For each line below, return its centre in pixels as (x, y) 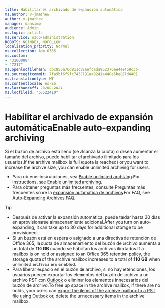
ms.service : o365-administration (40, 38)
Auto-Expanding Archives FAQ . (44, 198)
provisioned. (25, 233)
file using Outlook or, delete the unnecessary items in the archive (78, 296)
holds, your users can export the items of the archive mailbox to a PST (84, 291)
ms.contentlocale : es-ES (31, 83)
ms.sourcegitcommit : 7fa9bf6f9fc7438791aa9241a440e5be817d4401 (72, 74)
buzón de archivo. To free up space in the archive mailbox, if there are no (86, 285)
